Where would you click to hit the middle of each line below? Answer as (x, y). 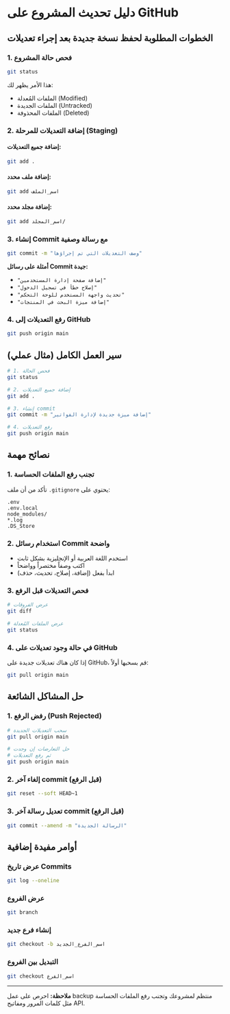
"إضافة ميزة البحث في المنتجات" (63, 302)
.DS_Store (21, 526)
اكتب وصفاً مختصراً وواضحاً (51, 566)
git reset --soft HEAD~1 (42, 794)
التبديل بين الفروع (33, 962)
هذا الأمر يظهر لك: (30, 84)
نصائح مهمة (28, 455)
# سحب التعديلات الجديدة (37, 730)
